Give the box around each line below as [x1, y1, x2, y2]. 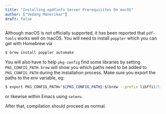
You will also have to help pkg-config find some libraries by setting [5, 59, 141, 65]
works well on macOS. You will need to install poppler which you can [17, 35, 157, 41]
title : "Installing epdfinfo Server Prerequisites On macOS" [5, 7, 134, 12]
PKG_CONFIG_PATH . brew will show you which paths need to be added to [5, 64, 147, 70]
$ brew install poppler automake [5, 50, 74, 55]
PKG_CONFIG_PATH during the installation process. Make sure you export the [5, 70, 156, 76]
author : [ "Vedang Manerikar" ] [5, 12, 68, 17]
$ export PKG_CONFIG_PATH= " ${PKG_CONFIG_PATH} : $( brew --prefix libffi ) [5, 85, 156, 90]
